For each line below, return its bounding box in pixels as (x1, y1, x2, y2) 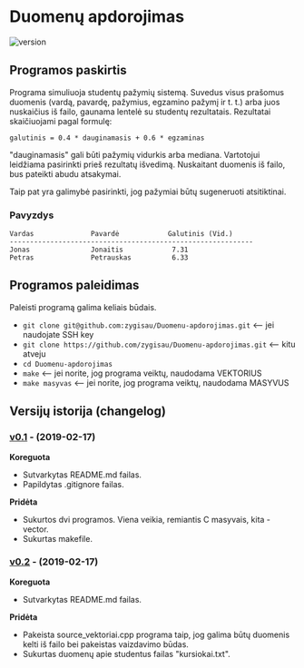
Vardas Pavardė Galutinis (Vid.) (9, 230, 233, 239)
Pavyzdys (9, 209, 54, 221)
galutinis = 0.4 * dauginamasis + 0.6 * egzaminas (9, 133, 205, 142)
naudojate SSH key (22, 329, 94, 339)
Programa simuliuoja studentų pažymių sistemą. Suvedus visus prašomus (9, 86, 284, 97)
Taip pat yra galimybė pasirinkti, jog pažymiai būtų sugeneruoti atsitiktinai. (9, 186, 287, 197)
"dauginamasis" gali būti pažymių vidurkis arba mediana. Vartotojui (9, 149, 260, 160)
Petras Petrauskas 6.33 (9, 253, 189, 262)
